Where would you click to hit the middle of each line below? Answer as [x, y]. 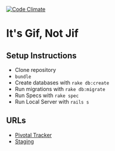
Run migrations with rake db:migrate [60, 89]
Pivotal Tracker [33, 135]
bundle [23, 77]
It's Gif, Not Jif [42, 34]
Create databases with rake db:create [62, 83]
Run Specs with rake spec [47, 95]
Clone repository [35, 70]
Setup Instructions [41, 55]
